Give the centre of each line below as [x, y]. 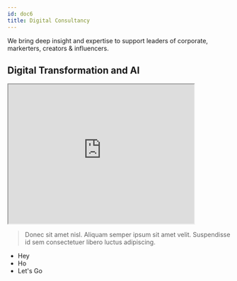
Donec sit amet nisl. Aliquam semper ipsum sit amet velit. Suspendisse [127, 235]
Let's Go [30, 271]
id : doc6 [20, 14]
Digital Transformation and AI [74, 70]
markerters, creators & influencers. [58, 48]
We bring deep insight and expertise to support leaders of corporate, [108, 40]
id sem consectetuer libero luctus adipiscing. [90, 242]
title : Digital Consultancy [49, 21]
